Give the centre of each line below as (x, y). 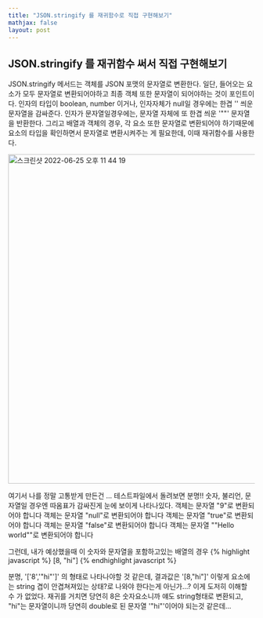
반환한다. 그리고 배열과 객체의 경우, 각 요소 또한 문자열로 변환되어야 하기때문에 (135, 123)
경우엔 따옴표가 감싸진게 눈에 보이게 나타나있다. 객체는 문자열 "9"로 (131, 506)
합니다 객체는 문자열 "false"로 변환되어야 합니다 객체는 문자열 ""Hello (128, 525)
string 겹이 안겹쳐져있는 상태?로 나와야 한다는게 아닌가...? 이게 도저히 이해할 (132, 587)
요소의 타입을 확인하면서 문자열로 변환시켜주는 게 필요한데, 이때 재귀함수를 (121, 133)
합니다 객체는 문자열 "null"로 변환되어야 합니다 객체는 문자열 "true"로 (128, 515)
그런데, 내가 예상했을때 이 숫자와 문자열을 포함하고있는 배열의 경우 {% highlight (129, 552)
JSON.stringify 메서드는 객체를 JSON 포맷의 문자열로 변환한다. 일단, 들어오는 (126, 84)
